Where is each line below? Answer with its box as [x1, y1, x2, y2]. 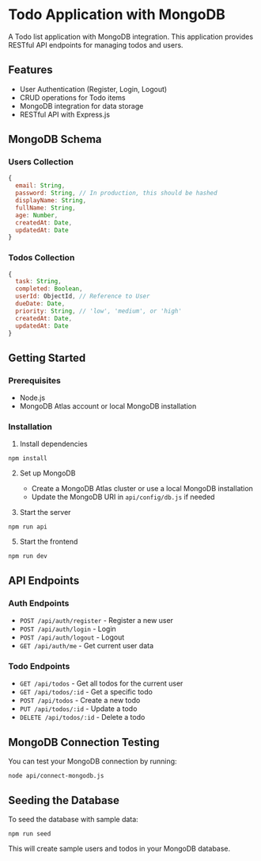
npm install [8, 455, 47, 463]
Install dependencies [19, 439, 89, 449]
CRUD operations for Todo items [19, 93, 126, 102]
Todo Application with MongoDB [8, 6, 225, 24]
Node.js [19, 393, 46, 402]
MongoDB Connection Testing [8, 736, 160, 749]
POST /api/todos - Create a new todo [19, 696, 141, 705]
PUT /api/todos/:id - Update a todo [19, 704, 138, 713]
